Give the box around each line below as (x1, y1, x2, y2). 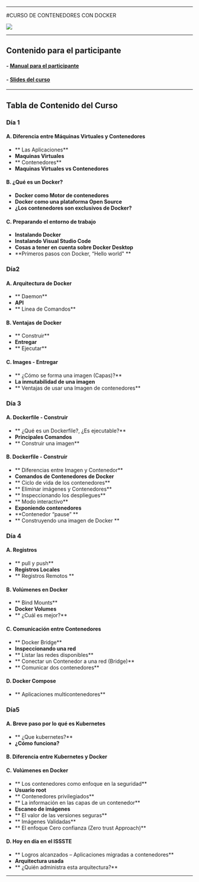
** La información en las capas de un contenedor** (14, 799, 140, 806)
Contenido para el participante (6, 46, 121, 56)
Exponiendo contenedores (14, 504, 82, 511)
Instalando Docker (14, 231, 61, 238)
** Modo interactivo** (14, 498, 69, 505)
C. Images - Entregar (6, 359, 58, 366)
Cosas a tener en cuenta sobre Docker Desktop (14, 244, 133, 251)
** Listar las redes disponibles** (14, 651, 94, 658)
